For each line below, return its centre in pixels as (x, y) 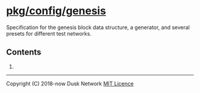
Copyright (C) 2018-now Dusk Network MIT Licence (70, 84)
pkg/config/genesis (56, 11)
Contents (24, 52)
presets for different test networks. (49, 33)
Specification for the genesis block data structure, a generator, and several (98, 27)
